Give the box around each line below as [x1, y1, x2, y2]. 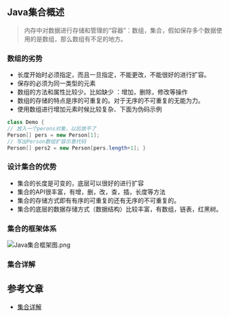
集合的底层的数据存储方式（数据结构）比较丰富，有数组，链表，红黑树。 [17, 205, 222, 213]
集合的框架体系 [7, 223, 57, 233]
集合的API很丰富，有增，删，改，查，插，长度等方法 [17, 187, 166, 196]
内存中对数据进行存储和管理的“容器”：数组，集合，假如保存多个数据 [23, 26, 217, 34]
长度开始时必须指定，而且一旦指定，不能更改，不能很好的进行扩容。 [17, 71, 210, 79]
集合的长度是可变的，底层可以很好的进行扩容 [17, 178, 144, 187]
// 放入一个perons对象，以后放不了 [7, 125, 97, 132]
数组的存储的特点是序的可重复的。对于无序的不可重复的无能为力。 [17, 96, 204, 105]
